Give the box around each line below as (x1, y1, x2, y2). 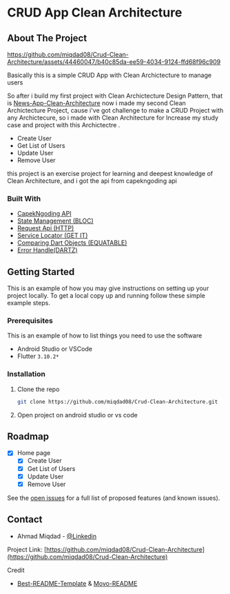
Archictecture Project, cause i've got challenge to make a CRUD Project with (7, 107, 224, 114)
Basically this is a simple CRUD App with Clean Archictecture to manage (7, 71, 212, 79)
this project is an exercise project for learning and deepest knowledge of (7, 170, 213, 177)
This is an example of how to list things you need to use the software (7, 331, 202, 340)
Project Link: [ (7, 545, 47, 553)
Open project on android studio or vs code (17, 410, 138, 419)
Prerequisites (7, 316, 53, 326)
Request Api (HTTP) (17, 224, 74, 232)
